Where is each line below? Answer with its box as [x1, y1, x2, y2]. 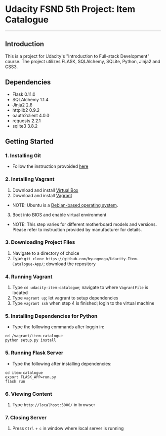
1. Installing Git [5, 152, 41, 159]
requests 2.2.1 [12, 118, 41, 124]
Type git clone [12, 255, 44, 261]
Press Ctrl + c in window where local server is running [12, 426, 124, 432]
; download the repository [43, 261, 96, 267]
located [12, 290, 28, 296]
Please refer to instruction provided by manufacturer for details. [12, 226, 142, 232]
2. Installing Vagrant [5, 176, 55, 183]
